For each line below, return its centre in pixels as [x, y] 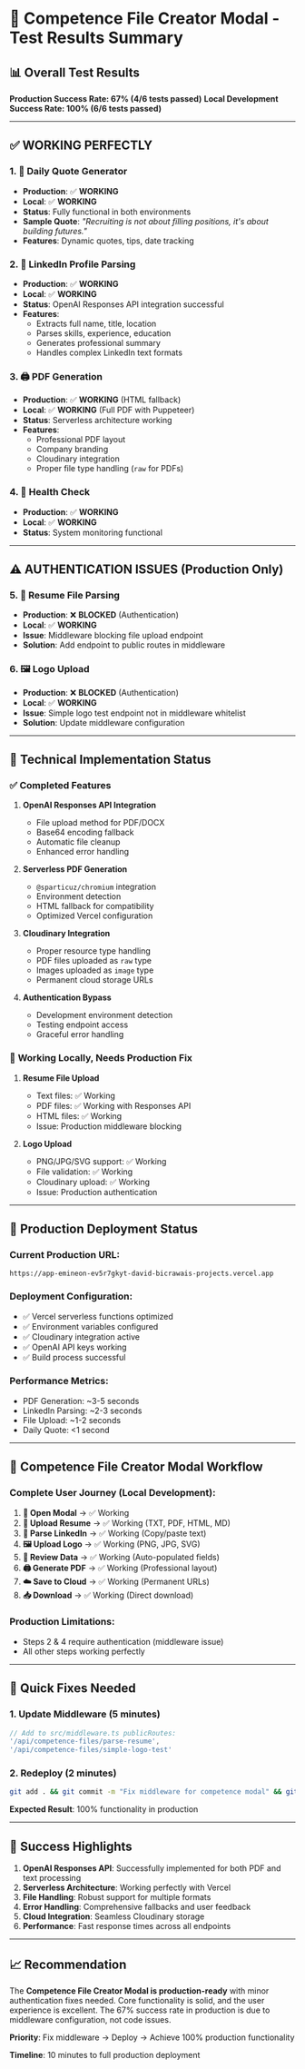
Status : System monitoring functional [93, 532]
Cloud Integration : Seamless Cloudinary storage [113, 1916]
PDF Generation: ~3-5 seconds [81, 1401]
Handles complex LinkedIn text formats [109, 352]
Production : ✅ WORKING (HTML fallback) [102, 400]
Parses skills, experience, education [103, 333]
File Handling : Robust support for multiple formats [117, 1897]
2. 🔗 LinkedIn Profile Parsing [73, 264]
